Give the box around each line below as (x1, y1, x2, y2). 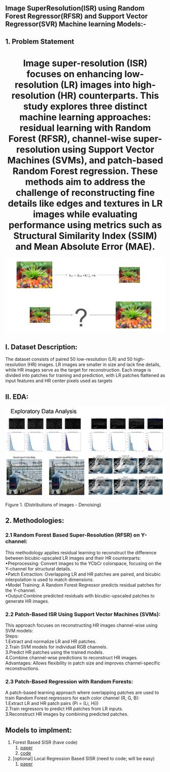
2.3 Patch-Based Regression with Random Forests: (5, 678, 133, 685)
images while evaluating (32, 208, 138, 220)
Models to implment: (5, 726, 72, 734)
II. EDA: (5, 392, 29, 401)
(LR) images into (60, 79, 131, 90)
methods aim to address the (25, 176, 146, 187)
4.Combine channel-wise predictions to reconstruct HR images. (5, 654, 138, 660)
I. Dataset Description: (5, 343, 78, 351)
